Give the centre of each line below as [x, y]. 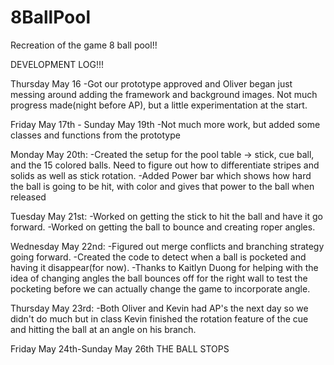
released [28, 197]
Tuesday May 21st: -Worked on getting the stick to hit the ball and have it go [166, 216]
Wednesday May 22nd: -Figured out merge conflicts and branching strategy [167, 246]
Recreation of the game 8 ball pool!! [84, 45]
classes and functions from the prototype [95, 135]
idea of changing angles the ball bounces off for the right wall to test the [159, 278]
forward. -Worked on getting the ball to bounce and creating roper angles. [163, 227]
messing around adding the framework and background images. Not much [164, 94]
